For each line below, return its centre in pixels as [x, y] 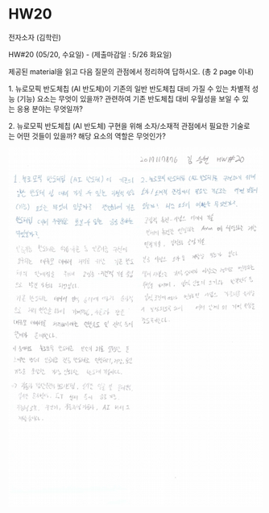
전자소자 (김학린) [35, 37]
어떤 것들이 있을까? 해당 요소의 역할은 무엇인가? [91, 136]
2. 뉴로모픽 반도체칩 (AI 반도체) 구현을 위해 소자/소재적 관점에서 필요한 [119, 126]
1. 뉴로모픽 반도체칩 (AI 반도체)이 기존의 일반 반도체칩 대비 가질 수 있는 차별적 [129, 89]
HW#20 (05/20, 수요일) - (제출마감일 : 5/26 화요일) [90, 54]
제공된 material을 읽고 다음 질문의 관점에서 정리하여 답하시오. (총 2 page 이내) [131, 71]
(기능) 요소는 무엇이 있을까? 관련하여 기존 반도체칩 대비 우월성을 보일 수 [128, 98]
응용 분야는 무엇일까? [50, 109]
